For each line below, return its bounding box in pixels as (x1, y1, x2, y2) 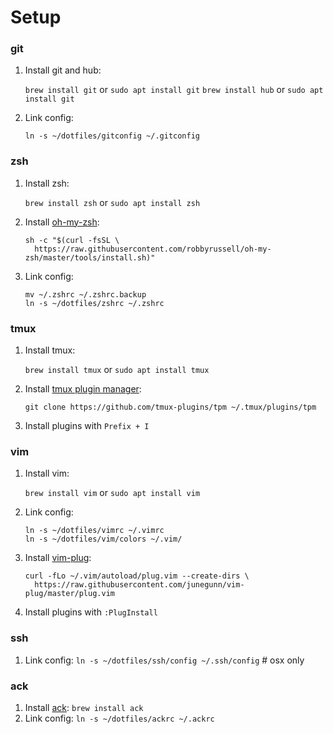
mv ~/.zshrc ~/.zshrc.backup (24, 289, 147, 300)
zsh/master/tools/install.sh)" (24, 252, 156, 263)
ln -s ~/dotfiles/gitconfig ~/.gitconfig (24, 131, 200, 141)
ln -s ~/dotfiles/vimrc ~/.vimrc (24, 526, 165, 536)
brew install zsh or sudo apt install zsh (24, 196, 201, 208)
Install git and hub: (24, 64, 102, 76)
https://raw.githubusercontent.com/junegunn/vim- (34, 580, 245, 590)
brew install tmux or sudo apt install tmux (24, 364, 210, 376)
